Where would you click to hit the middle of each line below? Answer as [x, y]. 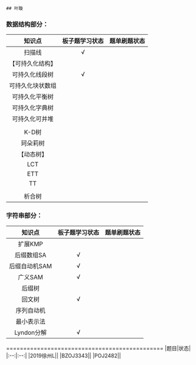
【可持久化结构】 [33, 64]
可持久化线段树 [33, 74]
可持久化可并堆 [33, 119]
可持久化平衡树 [33, 97]
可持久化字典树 [33, 108]
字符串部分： [24, 216]
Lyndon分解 [31, 333]
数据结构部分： [27, 24]
